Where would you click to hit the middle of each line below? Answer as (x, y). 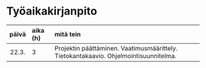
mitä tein (67, 34)
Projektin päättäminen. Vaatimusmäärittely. (116, 48)
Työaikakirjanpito (52, 11)
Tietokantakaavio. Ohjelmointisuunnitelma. (115, 56)
